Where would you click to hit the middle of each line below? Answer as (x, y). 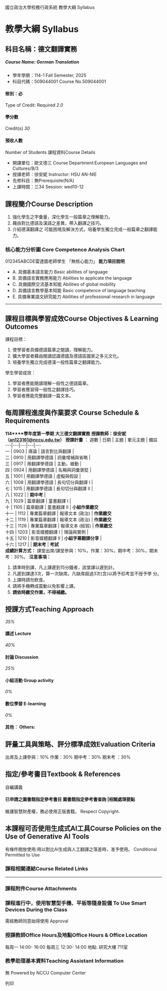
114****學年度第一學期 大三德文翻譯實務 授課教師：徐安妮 (66, 433)
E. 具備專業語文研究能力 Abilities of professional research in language (83, 297)
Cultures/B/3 (25, 168)
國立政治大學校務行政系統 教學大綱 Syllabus (50, 7)
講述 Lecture (18, 634)
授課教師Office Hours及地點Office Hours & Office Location (76, 935)
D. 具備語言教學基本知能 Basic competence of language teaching (79, 291)
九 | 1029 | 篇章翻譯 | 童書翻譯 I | (38, 501)
